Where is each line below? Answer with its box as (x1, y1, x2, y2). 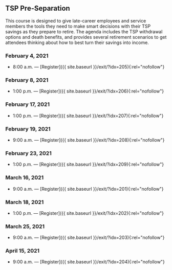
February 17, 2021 (5, 101, 50, 108)
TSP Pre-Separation (5, 4, 70, 13)
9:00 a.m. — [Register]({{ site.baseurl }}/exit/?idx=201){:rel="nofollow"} (12, 186, 164, 192)
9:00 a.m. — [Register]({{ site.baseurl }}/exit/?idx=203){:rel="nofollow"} (12, 235, 165, 241)
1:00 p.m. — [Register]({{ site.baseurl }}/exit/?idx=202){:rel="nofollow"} (12, 210, 164, 216)
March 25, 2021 (5, 222, 45, 230)
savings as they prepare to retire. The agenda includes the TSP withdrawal (5, 28, 163, 35)
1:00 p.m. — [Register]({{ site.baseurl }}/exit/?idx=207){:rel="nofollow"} (12, 112, 164, 119)
